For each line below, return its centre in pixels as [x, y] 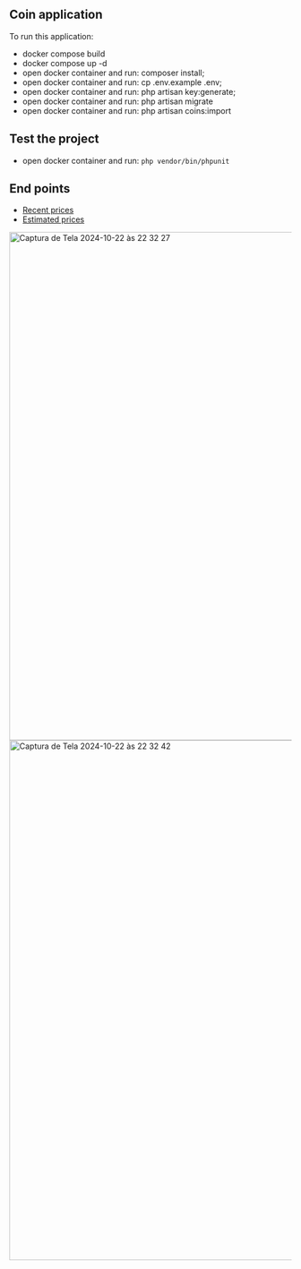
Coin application [56, 15]
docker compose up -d [64, 63]
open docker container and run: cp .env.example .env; [122, 82]
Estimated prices [53, 219]
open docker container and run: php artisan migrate [117, 101]
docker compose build [64, 54]
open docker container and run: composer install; [113, 73]
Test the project [55, 139]
